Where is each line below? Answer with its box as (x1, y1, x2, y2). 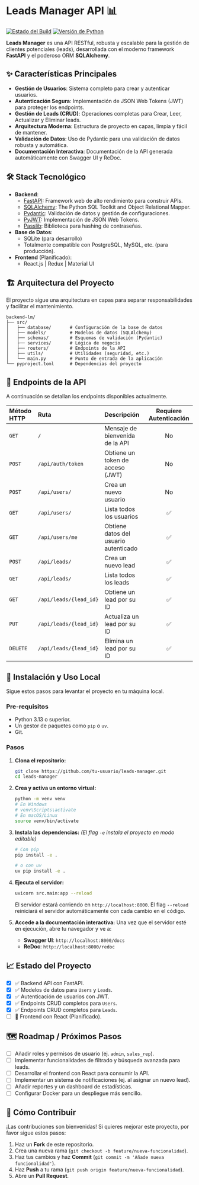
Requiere (156, 407, 182, 415)
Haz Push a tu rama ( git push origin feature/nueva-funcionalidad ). (14, 1166, 184, 1173)
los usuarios (104, 513, 139, 521)
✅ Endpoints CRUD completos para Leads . (14, 1007, 117, 1014)
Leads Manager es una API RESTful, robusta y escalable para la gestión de (6, 39, 190, 46)
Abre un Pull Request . (14, 1173, 69, 1180)
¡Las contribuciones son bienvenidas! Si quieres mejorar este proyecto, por (6, 1123, 190, 1130)
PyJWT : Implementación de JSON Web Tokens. (23, 216, 140, 223)
